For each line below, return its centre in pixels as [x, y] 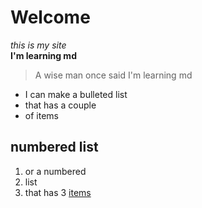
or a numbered [55, 171]
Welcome [50, 17]
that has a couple [60, 105]
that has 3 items [58, 192]
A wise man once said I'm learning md [113, 75]
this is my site [38, 45]
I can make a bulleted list [76, 94]
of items [41, 115]
